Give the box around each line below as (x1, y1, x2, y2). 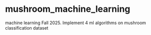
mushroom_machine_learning (5, 3, 131, 15)
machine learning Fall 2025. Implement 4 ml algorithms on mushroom (5, 20, 147, 26)
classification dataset (5, 25, 48, 31)
